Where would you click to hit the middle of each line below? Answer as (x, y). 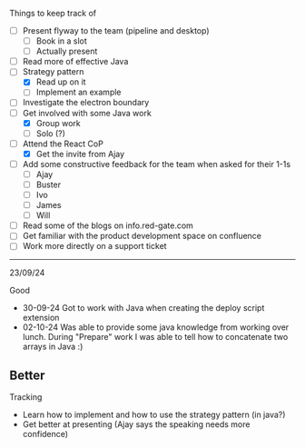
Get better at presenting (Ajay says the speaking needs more (136, 424)
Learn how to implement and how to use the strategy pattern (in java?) (154, 415)
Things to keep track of (53, 13)
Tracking (26, 397)
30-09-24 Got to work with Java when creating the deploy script (143, 308)
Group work (59, 123)
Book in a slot (62, 41)
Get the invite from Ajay (80, 154)
